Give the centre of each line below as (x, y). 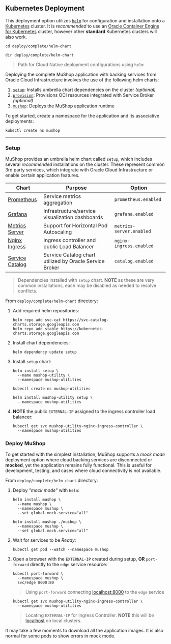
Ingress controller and (69, 240)
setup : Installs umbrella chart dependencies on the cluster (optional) (84, 90)
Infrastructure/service (69, 211)
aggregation (58, 203)
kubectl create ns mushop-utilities (51, 389)
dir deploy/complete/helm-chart (39, 55)
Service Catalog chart (69, 255)
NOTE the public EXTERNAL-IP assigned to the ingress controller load (84, 412)
